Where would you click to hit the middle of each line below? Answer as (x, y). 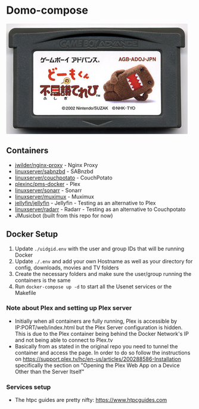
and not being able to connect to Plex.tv (64, 340)
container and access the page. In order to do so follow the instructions (102, 353)
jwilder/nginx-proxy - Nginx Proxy (56, 165)
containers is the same (43, 280)
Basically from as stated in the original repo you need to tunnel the (96, 346)
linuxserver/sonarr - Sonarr (48, 190)
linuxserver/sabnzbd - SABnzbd (54, 171)
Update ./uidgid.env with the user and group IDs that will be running (99, 248)
